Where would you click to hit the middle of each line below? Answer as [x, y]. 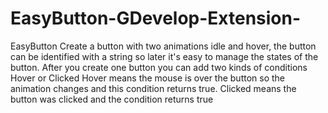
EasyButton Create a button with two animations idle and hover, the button [163, 46]
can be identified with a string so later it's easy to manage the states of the [164, 56]
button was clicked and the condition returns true [112, 99]
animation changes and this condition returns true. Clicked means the [153, 88]
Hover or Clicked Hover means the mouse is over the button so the [148, 78]
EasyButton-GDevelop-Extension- [156, 18]
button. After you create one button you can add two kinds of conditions [159, 67]
